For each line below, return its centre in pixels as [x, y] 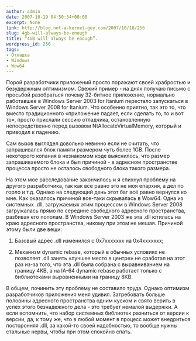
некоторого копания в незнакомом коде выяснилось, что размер [88, 156]
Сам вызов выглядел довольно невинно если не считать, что [83, 143]
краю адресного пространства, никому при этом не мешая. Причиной [94, 223]
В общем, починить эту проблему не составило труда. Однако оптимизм [98, 288]
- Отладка [18, 55]
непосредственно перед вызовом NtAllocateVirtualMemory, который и [94, 126]
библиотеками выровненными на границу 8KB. [74, 277]
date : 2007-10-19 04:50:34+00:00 [47, 17]
